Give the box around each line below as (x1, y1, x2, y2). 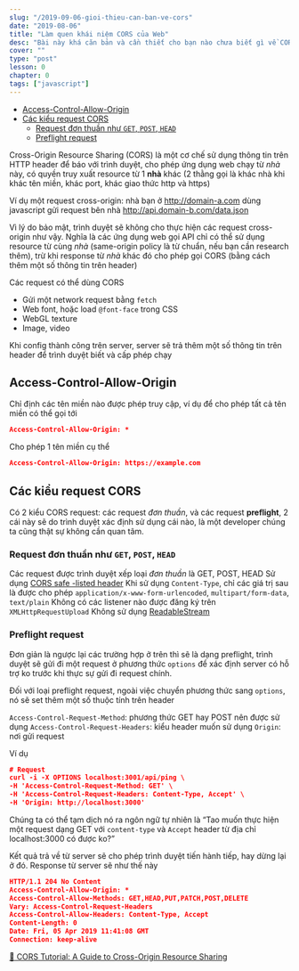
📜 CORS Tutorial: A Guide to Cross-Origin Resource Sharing (9, 951, 228, 962)
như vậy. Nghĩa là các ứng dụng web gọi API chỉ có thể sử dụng (32, 231, 265, 241)
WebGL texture (21, 313, 78, 323)
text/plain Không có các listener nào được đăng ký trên (9, 597, 216, 608)
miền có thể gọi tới (9, 408, 77, 419)
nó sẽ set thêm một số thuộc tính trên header (9, 694, 175, 705)
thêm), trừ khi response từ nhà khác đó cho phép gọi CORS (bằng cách (9, 250, 271, 261)
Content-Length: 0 (9, 918, 77, 927)
